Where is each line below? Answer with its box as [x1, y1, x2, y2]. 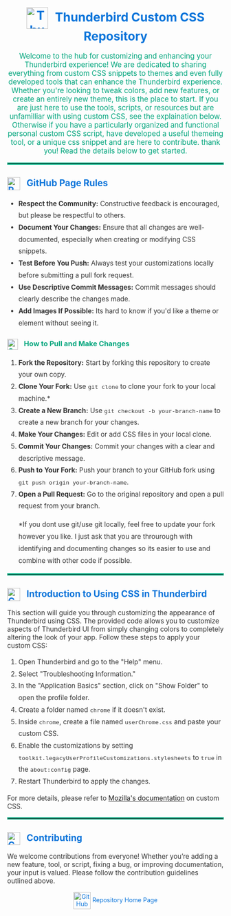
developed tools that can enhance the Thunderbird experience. [8, 77, 223, 86]
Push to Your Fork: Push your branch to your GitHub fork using [18, 466, 215, 475]
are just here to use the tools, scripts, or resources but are [16, 103, 214, 112]
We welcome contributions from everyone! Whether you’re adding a [7, 852, 219, 862]
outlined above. [7, 877, 56, 886]
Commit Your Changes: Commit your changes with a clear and [18, 441, 215, 451]
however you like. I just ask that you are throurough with [18, 532, 193, 541]
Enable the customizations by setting [18, 741, 133, 750]
